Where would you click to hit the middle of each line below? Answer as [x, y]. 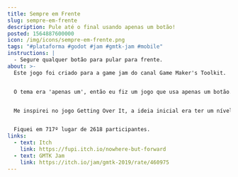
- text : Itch [33, 143]
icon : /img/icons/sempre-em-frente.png [66, 40]
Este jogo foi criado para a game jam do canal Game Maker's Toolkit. [120, 73]
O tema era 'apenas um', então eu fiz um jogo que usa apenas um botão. [123, 92]
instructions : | [31, 54]
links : [17, 136]
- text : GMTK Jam [39, 156]
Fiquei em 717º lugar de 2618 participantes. [82, 130]
